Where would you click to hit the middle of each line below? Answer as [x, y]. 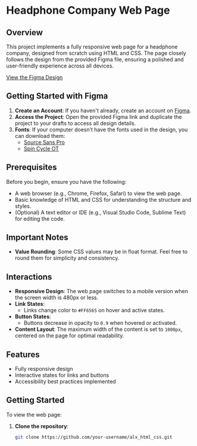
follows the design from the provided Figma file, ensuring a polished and [95, 59]
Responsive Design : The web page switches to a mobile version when [101, 291]
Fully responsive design [44, 369]
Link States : [30, 304]
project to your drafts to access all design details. [75, 123]
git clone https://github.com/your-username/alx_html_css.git [93, 437]
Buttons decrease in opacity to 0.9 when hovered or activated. [100, 323]
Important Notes [37, 237]
